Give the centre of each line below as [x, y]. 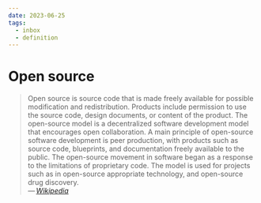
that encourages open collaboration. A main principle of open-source [140, 132]
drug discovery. [53, 182]
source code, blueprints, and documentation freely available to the [136, 149]
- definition [37, 38]
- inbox [28, 30]
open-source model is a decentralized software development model [138, 124]
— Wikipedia [48, 191]
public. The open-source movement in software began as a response [140, 157]
